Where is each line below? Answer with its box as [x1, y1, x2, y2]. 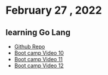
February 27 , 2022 [5, 4, 102, 17]
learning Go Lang [5, 27, 71, 37]
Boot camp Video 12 [14, 62, 64, 69]
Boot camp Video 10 [14, 49, 64, 57]
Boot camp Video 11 [14, 56, 63, 62]
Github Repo [14, 43, 45, 50]
